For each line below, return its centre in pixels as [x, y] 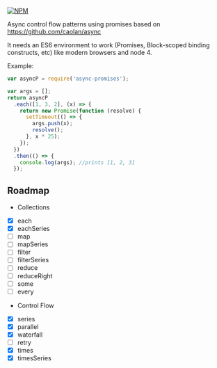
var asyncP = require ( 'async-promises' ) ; [68, 79]
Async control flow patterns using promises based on [84, 24]
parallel [28, 326]
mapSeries [33, 244]
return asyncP [28, 97]
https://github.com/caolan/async [54, 32]
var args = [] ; [29, 91]
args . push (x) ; [53, 124]
